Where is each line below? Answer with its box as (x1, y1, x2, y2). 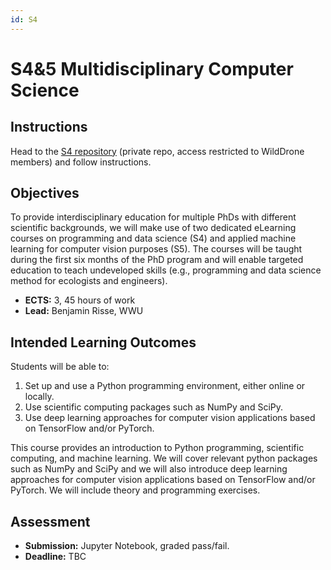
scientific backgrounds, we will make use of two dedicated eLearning (10, 222, 297, 234)
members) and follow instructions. (10, 156, 152, 168)
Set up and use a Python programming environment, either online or (24, 380, 306, 392)
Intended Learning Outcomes (10, 334, 197, 351)
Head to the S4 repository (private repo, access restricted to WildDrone (10, 145, 305, 157)
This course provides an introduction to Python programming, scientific (10, 442, 305, 454)
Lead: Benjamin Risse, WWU (24, 305, 144, 317)
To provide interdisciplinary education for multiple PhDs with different (10, 211, 297, 223)
